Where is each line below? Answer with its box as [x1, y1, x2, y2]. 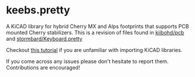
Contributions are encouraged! [6, 64, 80, 71]
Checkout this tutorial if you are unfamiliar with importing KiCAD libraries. [6, 46, 183, 53]
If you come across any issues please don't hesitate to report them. [6, 58, 169, 65]
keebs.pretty [6, 3, 70, 17]
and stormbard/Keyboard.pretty [6, 35, 83, 42]
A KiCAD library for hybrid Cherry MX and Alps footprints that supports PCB [6, 23, 189, 30]
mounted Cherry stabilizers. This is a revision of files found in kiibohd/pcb [6, 29, 184, 36]
